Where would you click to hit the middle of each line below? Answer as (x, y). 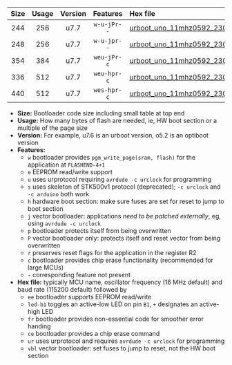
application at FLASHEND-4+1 (66, 165)
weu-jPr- (108, 57)
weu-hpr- (108, 74)
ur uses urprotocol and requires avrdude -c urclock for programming (126, 341)
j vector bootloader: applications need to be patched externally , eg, (124, 216)
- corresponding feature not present (79, 275)
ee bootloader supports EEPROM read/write (89, 297)
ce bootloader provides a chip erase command (94, 334)
